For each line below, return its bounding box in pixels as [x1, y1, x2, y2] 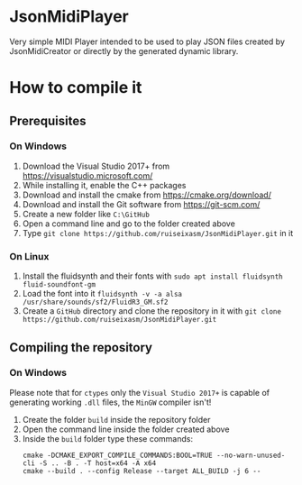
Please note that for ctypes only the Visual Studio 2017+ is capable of [9, 387, 270, 398]
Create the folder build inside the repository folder [22, 414, 211, 425]
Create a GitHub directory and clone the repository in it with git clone [22, 306, 282, 316]
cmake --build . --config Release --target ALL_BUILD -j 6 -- [22, 466, 261, 475]
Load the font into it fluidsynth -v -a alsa [22, 288, 183, 299]
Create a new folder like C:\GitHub [22, 208, 151, 219]
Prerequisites [9, 113, 87, 128]
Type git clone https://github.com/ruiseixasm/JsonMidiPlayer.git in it [22, 227, 294, 238]
